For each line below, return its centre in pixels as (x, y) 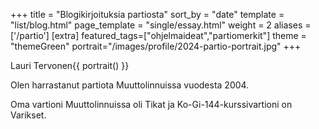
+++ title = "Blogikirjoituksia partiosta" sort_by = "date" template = (147, 14)
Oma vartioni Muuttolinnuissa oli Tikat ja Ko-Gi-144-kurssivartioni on (151, 104)
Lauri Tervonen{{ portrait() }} (70, 65)
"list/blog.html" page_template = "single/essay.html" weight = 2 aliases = (161, 25)
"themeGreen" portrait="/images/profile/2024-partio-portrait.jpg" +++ (156, 46)
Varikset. (28, 115)
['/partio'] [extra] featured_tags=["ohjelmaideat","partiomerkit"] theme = (158, 35)
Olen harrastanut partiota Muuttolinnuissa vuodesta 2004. (130, 85)
